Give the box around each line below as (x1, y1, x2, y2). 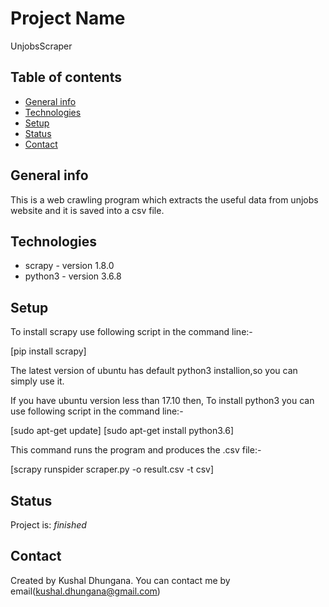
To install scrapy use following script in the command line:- (10, 326, 253, 338)
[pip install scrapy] (10, 345, 87, 357)
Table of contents (10, 69, 122, 86)
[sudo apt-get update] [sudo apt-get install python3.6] (10, 425, 234, 437)
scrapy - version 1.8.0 (24, 260, 115, 272)
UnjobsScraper (10, 40, 73, 52)
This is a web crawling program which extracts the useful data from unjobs (10, 193, 319, 206)
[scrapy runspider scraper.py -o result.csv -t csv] (10, 463, 214, 476)
